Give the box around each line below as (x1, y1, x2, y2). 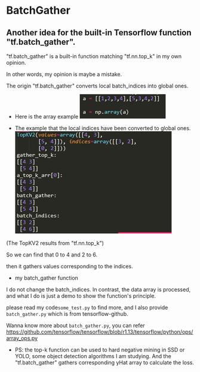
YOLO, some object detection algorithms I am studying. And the (14, 353, 171, 359)
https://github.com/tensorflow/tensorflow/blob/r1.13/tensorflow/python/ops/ (6, 328, 193, 335)
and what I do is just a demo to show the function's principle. (6, 292, 156, 300)
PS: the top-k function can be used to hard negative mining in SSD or (14, 346, 185, 353)
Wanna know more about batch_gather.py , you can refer (6, 322, 145, 329)
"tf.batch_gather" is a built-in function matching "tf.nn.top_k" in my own (6, 53, 182, 60)
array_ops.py (6, 335, 38, 341)
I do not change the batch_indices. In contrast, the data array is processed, (6, 286, 191, 293)
